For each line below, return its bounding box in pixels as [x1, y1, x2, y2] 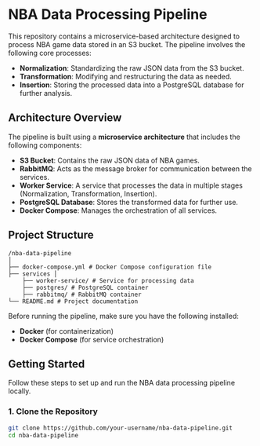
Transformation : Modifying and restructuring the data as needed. [19, 71, 233, 81]
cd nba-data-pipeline [8, 431, 79, 439]
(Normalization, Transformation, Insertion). [19, 188, 157, 198]
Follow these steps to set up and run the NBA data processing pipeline [8, 378, 236, 388]
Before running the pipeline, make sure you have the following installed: [8, 311, 239, 320]
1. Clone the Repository [8, 406, 98, 417]
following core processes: [8, 48, 92, 57]
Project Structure [8, 228, 94, 242]
